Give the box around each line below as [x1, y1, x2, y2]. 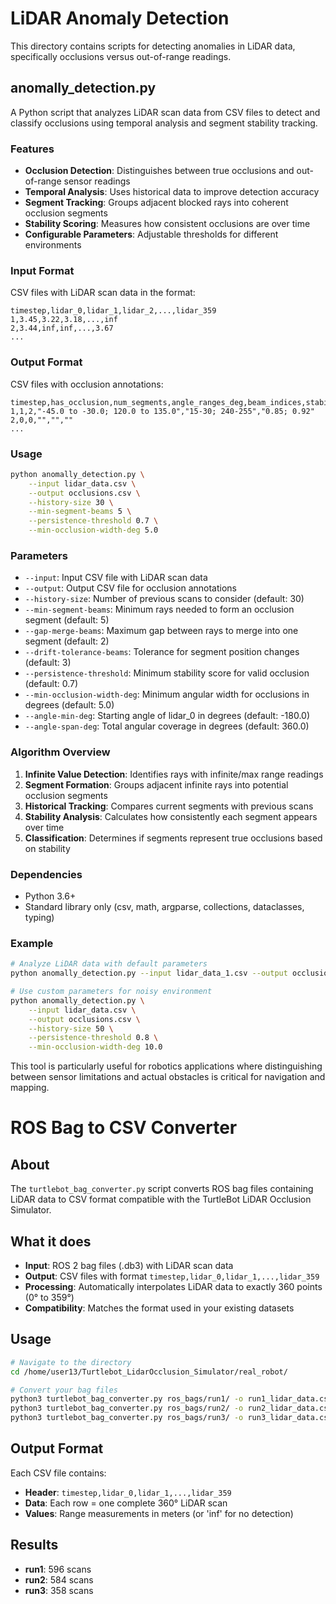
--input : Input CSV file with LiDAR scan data [24, 572, 208, 584]
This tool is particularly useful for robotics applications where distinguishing [10, 1060, 323, 1072]
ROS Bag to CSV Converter [10, 1117, 238, 1139]
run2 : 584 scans [24, 1573, 94, 1586]
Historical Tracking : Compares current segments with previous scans [24, 800, 314, 812]
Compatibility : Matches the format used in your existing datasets [24, 1302, 295, 1314]
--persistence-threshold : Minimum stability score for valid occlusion [24, 667, 310, 679]
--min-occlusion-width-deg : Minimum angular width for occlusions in [24, 688, 310, 701]
